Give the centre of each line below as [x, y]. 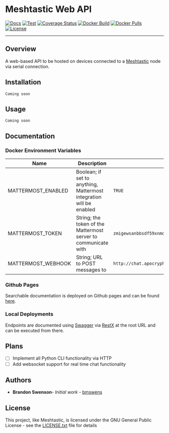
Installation [23, 82]
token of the [90, 224]
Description [92, 163]
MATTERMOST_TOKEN [35, 234]
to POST [86, 264]
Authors [18, 380]
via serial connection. [27, 66]
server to [87, 237]
